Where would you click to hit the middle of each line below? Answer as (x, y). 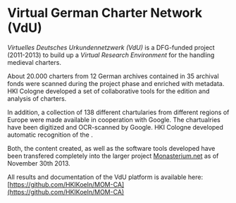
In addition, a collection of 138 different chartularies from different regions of (118, 112)
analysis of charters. (37, 98)
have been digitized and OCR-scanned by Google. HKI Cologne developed (116, 127)
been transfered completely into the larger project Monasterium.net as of (113, 156)
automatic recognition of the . (50, 135)
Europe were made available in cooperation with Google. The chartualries (114, 119)
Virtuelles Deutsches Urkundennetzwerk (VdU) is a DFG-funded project (111, 47)
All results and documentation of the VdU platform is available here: (105, 177)
